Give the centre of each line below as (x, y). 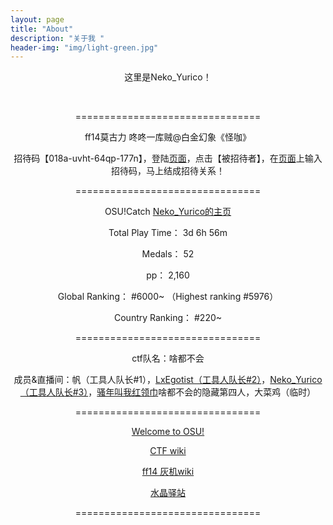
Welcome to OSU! (168, 432)
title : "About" (42, 29)
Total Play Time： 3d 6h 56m (168, 233)
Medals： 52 (168, 254)
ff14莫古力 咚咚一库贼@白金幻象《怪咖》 (168, 137)
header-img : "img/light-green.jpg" (84, 47)
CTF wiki (168, 451)
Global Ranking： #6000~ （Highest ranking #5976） (168, 297)
